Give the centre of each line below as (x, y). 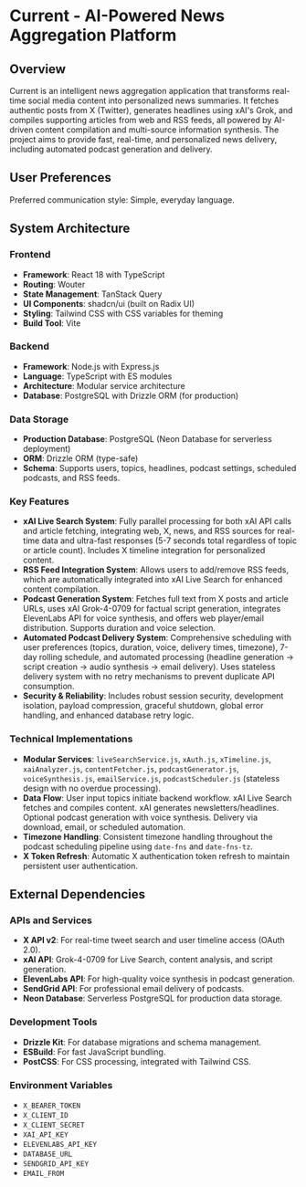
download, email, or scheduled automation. (104, 826)
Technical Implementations (71, 739)
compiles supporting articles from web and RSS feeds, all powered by (141, 120)
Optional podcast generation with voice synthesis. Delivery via (140, 817)
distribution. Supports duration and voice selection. (119, 628)
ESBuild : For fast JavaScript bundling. (94, 1052)
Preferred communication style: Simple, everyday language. (122, 200)
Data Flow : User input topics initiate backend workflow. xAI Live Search (157, 798)
